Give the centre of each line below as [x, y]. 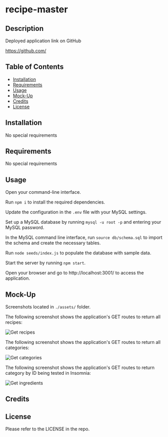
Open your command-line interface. [43, 192]
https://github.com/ [26, 51]
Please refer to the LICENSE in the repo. [48, 429]
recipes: [14, 322]
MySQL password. [25, 228]
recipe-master [37, 10]
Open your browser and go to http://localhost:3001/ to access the [74, 273]
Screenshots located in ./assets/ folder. [48, 307]
